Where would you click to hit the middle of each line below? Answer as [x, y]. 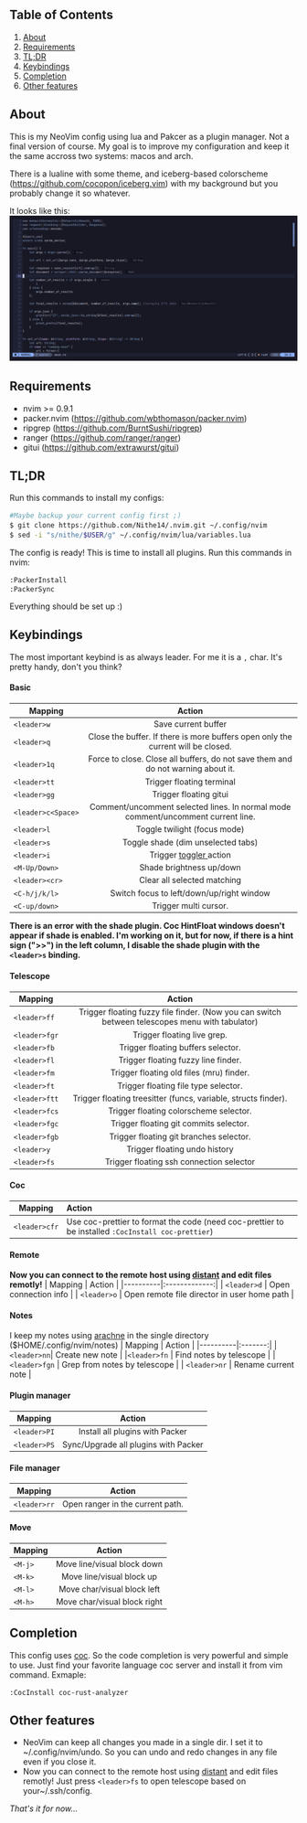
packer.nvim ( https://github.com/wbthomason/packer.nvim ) [135, 418]
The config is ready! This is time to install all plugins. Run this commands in [151, 553]
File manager [35, 1467]
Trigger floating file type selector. [180, 1085]
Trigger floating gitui [190, 794]
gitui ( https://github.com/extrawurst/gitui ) [101, 447]
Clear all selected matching [191, 880]
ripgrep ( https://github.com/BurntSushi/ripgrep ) [112, 428]
